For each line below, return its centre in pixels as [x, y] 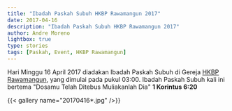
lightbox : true [29, 40]
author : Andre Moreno [39, 33]
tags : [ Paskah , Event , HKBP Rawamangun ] [67, 53]
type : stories [28, 46]
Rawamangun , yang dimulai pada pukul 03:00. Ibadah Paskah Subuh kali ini [116, 79]
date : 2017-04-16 [32, 20]
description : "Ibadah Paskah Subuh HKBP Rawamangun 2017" [93, 26]
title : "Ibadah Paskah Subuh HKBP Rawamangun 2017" [84, 14]
